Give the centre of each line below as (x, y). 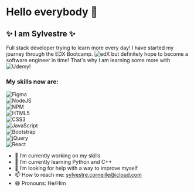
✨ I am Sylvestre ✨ (41, 34)
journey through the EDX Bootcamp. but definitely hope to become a (97, 54)
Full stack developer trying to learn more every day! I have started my (90, 48)
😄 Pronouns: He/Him (40, 183)
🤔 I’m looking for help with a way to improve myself (76, 168)
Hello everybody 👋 (52, 12)
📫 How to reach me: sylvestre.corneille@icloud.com (78, 175)
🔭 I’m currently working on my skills (57, 156)
